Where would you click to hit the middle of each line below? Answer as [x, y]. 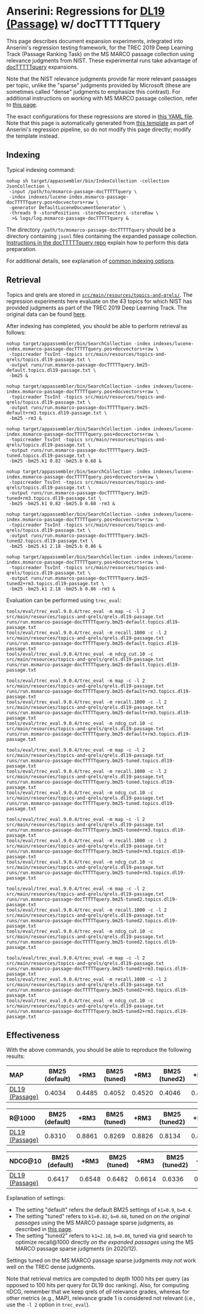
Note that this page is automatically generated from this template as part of [100, 123]
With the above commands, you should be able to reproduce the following [99, 1050]
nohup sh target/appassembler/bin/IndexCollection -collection [88, 181]
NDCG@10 [25, 1161]
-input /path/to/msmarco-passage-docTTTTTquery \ [73, 191]
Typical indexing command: [41, 169]
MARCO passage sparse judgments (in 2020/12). [76, 1249]
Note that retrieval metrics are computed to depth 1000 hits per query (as [98, 1279]
